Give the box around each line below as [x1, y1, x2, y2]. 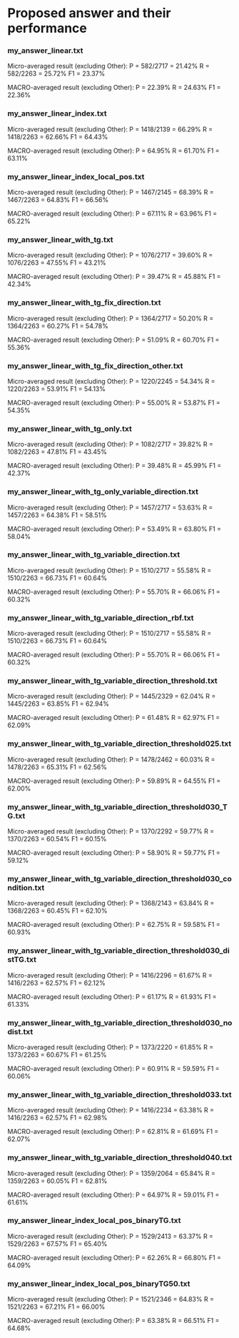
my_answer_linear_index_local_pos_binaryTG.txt [7, 1215, 181, 1225]
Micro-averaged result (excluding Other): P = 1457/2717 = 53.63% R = [7, 503, 213, 512]
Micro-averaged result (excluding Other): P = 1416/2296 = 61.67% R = [7, 970, 213, 979]
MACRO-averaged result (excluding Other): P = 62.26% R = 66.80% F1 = [7, 1253, 221, 1262]
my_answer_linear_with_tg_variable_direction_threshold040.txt [7, 1152, 233, 1162]
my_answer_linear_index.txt [7, 108, 107, 118]
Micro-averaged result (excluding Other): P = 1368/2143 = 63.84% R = [7, 899, 215, 908]
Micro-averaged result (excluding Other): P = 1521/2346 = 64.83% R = [7, 1295, 214, 1304]
